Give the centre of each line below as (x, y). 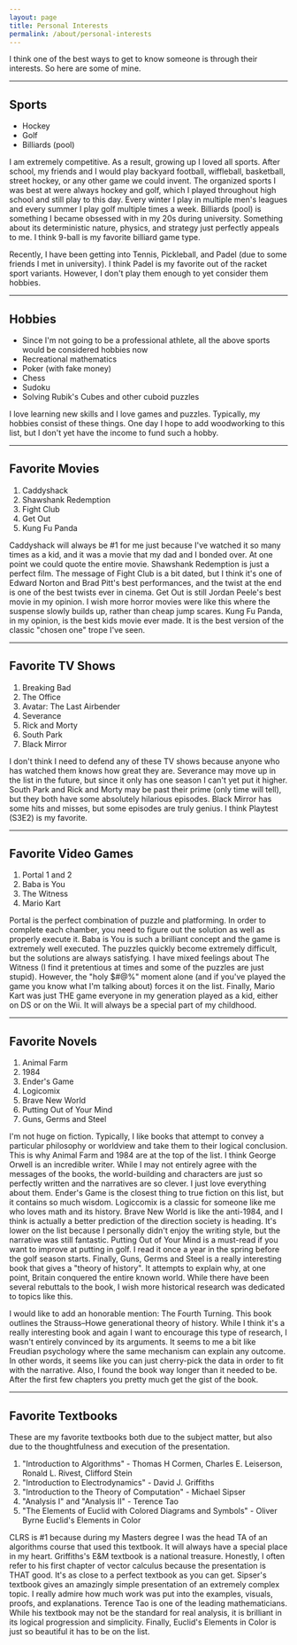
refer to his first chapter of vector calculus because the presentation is (138, 1566)
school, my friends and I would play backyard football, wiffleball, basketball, (147, 172)
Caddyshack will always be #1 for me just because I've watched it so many (145, 545)
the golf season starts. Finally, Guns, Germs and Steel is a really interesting (145, 1259)
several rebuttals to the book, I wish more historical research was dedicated (147, 1287)
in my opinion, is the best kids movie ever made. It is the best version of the (147, 620)
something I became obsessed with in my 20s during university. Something (146, 219)
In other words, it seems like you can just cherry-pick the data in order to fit (147, 1360)
